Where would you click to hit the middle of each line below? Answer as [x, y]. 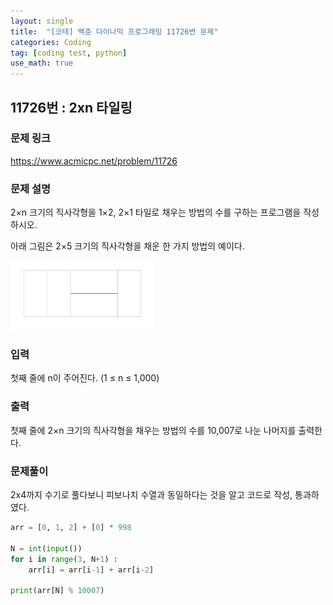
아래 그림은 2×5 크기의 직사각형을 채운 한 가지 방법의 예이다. [127, 246]
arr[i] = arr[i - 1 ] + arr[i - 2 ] [91, 570]
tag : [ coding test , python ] [69, 53]
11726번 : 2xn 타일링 [71, 107]
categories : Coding [51, 42]
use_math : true [42, 63]
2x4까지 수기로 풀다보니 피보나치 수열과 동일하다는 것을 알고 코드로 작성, [151, 494]
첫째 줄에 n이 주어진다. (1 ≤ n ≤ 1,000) [85, 378]
